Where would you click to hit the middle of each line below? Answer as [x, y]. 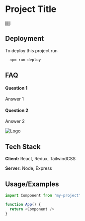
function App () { [23, 204]
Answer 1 [14, 99]
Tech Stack [23, 147]
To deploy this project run [32, 50]
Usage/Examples [32, 184]
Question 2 [17, 110]
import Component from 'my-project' [43, 196]
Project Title [31, 9]
